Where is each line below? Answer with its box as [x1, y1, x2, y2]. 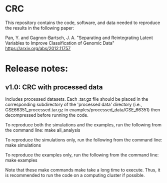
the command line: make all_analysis [5, 127, 80, 133]
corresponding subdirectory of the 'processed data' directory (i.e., [5, 101, 142, 107]
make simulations [5, 142, 41, 148]
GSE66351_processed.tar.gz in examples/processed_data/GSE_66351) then [5, 106, 160, 113]
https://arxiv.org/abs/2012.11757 [5, 45, 71, 51]
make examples [5, 157, 37, 163]
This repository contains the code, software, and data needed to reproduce [5, 20, 160, 26]
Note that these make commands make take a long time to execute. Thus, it [5, 166, 160, 173]
